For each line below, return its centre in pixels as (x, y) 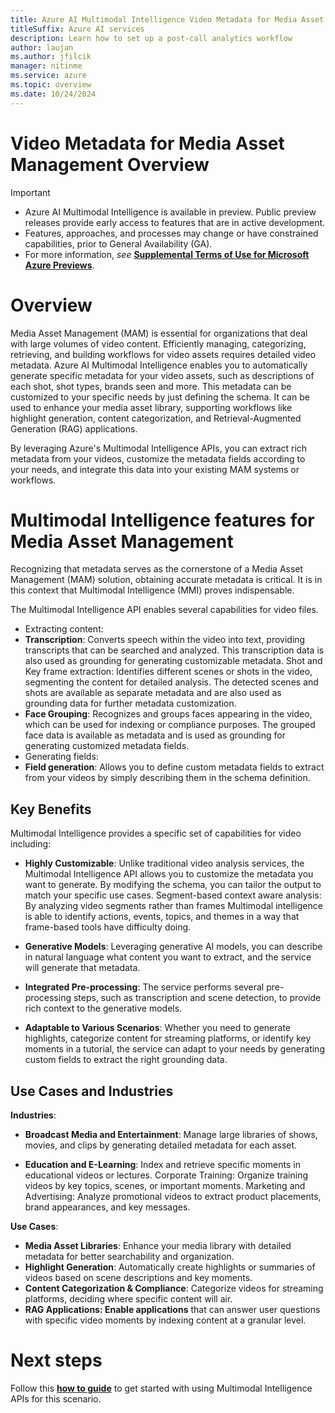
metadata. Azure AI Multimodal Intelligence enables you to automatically (159, 365)
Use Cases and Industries (92, 1091)
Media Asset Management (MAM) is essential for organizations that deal (159, 333)
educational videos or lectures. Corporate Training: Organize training (166, 1175)
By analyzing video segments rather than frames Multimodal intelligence (173, 906)
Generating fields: (61, 757)
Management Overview (110, 164)
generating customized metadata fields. (107, 746)
